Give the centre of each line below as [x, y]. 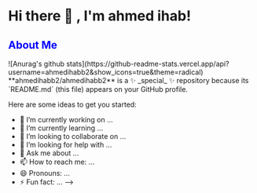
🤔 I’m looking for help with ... [66, 145]
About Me [33, 45]
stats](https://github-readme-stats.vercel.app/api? [148, 64]
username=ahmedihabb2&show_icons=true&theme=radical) [106, 72]
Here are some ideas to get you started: [73, 104]
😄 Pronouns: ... [45, 173]
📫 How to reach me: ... [57, 162]
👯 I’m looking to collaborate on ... [73, 136]
